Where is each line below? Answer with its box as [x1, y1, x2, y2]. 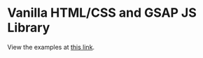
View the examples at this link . [7, 43, 95, 51]
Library [7, 20, 50, 36]
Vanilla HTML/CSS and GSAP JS [7, 5, 197, 21]
